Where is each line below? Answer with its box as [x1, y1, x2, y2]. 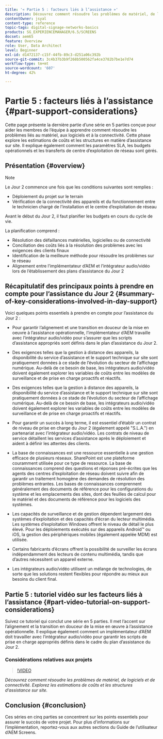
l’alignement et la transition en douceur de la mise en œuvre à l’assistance [5, 623, 153, 629]
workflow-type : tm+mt [5, 61, 49, 66]
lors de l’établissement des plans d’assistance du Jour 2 [12, 268, 124, 274]
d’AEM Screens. [5, 729, 37, 736]
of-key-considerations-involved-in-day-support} [5, 297, 158, 306]
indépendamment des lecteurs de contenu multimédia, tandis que [12, 552, 144, 557]
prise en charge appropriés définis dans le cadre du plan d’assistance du [5, 639, 151, 645]
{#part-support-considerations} [5, 106, 138, 117]
